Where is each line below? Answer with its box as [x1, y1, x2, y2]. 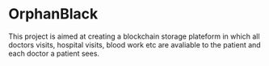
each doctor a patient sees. [8, 48, 99, 58]
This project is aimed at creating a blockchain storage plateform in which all [8, 31, 260, 41]
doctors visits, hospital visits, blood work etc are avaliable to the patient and [8, 39, 261, 49]
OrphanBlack [8, 5, 99, 23]
